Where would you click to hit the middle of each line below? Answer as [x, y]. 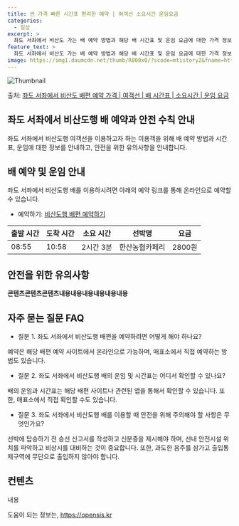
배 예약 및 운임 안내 [46, 172]
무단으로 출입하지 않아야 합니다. [75, 457]
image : [17, 61]
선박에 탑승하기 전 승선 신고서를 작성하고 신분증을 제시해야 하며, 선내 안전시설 [115, 439]
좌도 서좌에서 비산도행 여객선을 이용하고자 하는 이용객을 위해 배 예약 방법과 [111, 138]
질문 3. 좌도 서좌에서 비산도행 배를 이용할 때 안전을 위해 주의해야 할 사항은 [120, 415]
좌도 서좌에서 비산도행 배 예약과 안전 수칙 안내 [101, 120]
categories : [25, 21]
